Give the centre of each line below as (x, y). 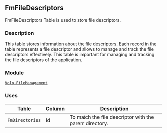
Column (55, 108)
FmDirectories (24, 120)
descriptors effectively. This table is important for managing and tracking (80, 55)
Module (14, 73)
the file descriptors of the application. (43, 60)
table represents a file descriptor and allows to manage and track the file (80, 49)
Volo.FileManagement (27, 83)
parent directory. (89, 123)
